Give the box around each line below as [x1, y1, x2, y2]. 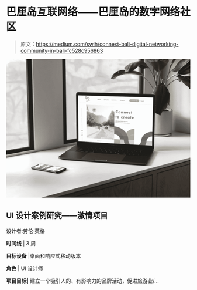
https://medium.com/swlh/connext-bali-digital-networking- [36, 41, 179, 48]
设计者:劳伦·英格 [6, 227, 46, 234]
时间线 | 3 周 [6, 240, 36, 247]
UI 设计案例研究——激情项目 [6, 211, 108, 221]
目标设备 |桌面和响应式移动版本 [6, 252, 81, 259]
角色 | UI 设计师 [6, 265, 43, 272]
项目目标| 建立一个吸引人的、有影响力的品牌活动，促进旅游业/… [6, 277, 159, 284]
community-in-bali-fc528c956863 [20, 47, 103, 54]
